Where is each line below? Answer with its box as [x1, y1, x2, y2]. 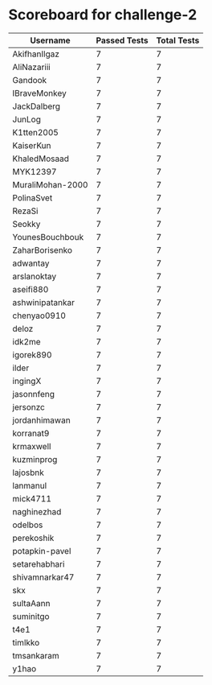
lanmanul [12, 480, 47, 491]
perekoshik [12, 532, 55, 543]
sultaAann [12, 597, 51, 609]
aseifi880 [12, 283, 49, 295]
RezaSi [12, 205, 39, 217]
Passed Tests [96, 35, 149, 46]
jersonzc [12, 401, 46, 412]
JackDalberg [12, 101, 61, 112]
